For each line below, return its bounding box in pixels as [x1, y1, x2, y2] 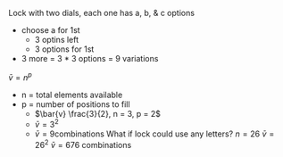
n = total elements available [21, 89, 123, 100]
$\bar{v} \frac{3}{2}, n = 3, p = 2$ [34, 108, 162, 119]
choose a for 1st [21, 25, 81, 35]
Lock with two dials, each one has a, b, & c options [8, 8, 196, 18]
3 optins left [34, 35, 79, 45]
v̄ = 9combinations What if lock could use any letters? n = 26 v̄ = [34, 128, 275, 139]
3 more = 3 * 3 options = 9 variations [21, 54, 159, 63]
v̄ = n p [8, 70, 32, 83]
